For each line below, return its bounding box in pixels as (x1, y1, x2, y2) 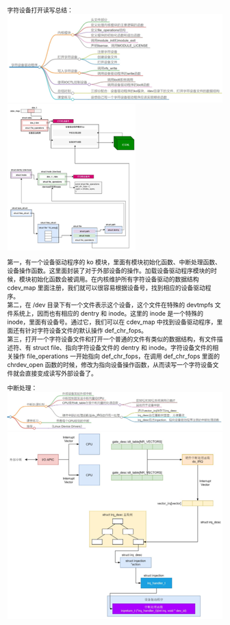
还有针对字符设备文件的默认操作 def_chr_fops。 (12, 326, 148, 334)
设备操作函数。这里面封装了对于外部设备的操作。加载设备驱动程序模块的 (7, 266, 211, 275)
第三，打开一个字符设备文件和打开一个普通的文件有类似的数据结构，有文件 (7, 335, 217, 343)
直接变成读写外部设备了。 (25, 369, 97, 377)
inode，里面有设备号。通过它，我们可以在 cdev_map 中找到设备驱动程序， (7, 318, 217, 326)
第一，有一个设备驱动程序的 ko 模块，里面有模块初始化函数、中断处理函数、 (7, 257, 221, 266)
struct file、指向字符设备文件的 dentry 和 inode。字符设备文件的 (32, 343, 213, 351)
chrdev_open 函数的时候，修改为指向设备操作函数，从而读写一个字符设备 (7, 360, 214, 368)
